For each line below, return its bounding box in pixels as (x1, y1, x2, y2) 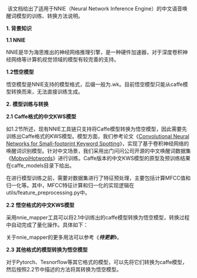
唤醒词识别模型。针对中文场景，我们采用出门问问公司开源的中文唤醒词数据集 (6, 147, 191, 154)
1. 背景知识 (6, 25, 32, 32)
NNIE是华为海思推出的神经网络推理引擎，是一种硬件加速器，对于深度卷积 (6, 49, 183, 56)
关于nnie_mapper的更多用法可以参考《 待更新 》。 (6, 234, 123, 241)
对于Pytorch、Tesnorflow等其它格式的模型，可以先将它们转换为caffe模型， (6, 259, 188, 265)
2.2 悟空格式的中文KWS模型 (6, 201, 74, 208)
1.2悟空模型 (6, 68, 34, 75)
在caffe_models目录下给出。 (6, 162, 75, 169)
